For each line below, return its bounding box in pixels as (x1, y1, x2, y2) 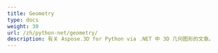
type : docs (7, 17, 39, 23)
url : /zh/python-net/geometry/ (7, 29, 98, 36)
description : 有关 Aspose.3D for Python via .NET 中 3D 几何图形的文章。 (7, 36, 215, 43)
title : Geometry (7, 10, 54, 17)
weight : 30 (7, 23, 39, 30)
